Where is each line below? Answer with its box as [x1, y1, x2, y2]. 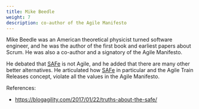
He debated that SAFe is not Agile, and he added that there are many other [6, 60, 190, 67]
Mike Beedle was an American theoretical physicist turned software [6, 36, 173, 43]
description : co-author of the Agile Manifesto [6, 20, 127, 26]
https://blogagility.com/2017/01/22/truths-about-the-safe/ [14, 96, 157, 103]
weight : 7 [6, 14, 31, 20]
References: [6, 85, 36, 92]
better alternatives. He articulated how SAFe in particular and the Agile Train [6, 67, 194, 74]
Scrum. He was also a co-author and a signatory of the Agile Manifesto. [6, 49, 183, 56]
